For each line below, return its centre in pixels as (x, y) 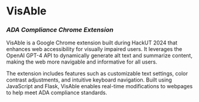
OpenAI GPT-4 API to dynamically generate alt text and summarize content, (99, 56)
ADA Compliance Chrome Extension (60, 30)
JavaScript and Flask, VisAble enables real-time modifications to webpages (99, 86)
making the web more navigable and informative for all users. (82, 62)
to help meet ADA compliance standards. (57, 93)
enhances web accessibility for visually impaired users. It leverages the (94, 49)
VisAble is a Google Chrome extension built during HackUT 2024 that (92, 43)
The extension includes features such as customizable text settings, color (97, 74)
